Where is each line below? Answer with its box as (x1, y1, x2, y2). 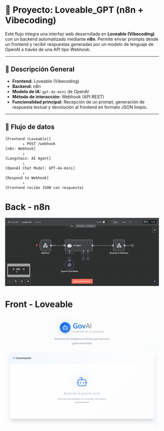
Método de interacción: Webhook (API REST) (12, 94, 104, 100)
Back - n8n (5, 201, 50, 212)
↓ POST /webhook (22, 141, 56, 146)
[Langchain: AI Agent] (5, 156, 51, 161)
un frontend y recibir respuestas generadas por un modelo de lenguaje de (5, 41, 154, 47)
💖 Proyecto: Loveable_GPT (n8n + (5, 4, 144, 16)
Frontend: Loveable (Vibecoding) (12, 78, 80, 84)
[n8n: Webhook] (5, 146, 36, 151)
